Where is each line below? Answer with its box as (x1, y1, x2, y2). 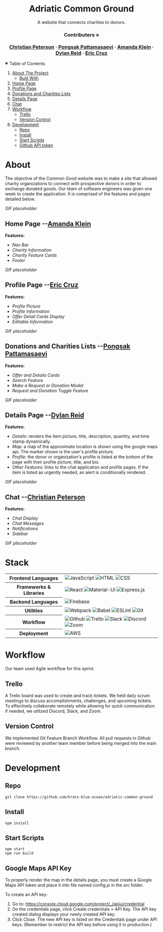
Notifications (12, 526, 38, 532)
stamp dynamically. (12, 438, 51, 445)
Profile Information (12, 308, 50, 314)
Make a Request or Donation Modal (12, 382, 83, 388)
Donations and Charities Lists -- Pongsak (5, 342, 130, 350)
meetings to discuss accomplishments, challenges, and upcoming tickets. (5, 698, 153, 704)
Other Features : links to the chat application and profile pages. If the (12, 465, 149, 470)
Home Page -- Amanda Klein (5, 220, 91, 228)
